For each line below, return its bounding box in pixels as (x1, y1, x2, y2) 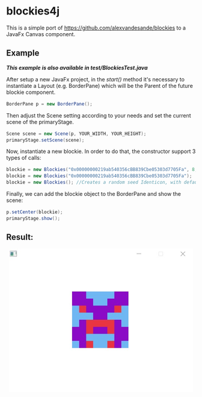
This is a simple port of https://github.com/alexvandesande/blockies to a (6, 24, 186, 31)
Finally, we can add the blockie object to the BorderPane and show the (6, 190, 182, 197)
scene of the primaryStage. (6, 118, 74, 125)
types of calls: (6, 154, 41, 161)
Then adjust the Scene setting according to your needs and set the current (6, 111, 191, 119)
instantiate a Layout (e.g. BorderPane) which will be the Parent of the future (6, 82, 194, 89)
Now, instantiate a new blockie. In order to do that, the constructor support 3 (6, 148, 196, 155)
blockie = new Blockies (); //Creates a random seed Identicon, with (6, 180, 182, 186)
